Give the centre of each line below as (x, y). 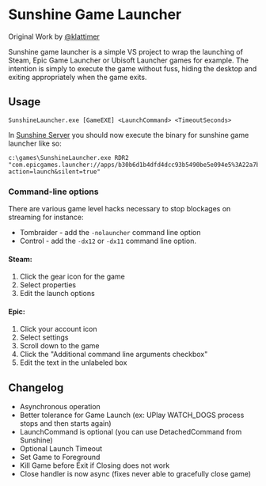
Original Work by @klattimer (54, 36)
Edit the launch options (57, 294)
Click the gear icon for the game (72, 277)
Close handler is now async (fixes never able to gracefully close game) (135, 474)
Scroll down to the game (59, 346)
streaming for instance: (46, 217)
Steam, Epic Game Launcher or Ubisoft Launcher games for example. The (129, 60)
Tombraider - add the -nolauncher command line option (110, 233)
